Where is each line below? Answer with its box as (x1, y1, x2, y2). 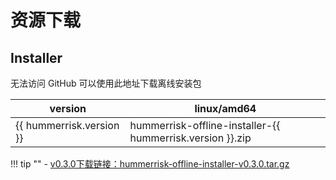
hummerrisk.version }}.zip (129, 131, 252, 145)
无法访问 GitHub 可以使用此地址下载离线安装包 (10, 77, 202, 89)
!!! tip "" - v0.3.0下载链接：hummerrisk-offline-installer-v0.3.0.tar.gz (10, 158, 290, 170)
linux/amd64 (194, 102, 257, 115)
